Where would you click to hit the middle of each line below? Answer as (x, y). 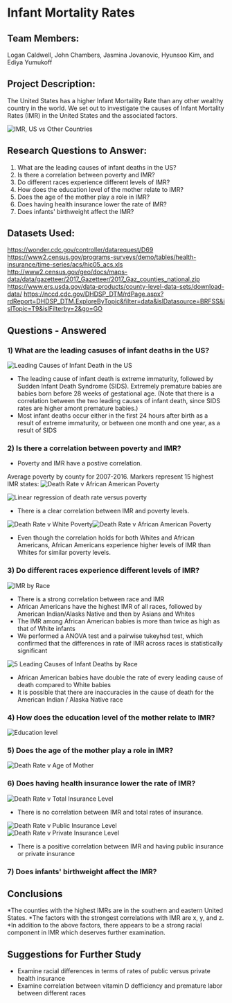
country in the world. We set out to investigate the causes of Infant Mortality (116, 108)
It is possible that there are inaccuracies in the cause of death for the (116, 692)
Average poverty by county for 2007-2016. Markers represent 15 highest (110, 477)
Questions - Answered (57, 330)
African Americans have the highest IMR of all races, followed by (109, 606)
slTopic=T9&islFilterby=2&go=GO (55, 309)
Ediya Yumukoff (30, 62)
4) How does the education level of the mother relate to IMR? (111, 717)
